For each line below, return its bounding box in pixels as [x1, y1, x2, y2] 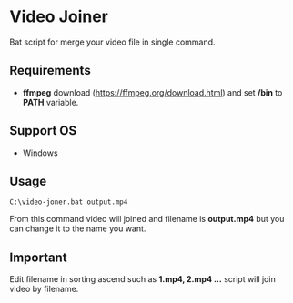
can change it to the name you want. [9, 223, 146, 234]
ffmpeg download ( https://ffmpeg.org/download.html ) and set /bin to [22, 86, 283, 97]
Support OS [9, 123, 77, 138]
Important [9, 249, 67, 265]
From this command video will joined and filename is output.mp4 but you [9, 214, 285, 225]
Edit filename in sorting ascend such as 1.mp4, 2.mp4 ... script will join [9, 274, 276, 285]
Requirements [9, 63, 91, 78]
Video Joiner [9, 6, 109, 27]
